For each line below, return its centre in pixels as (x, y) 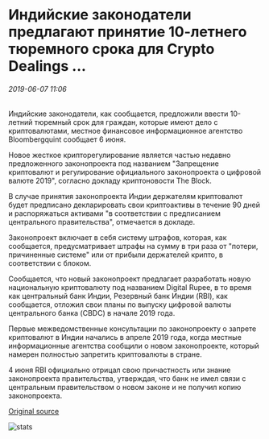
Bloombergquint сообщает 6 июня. (67, 139)
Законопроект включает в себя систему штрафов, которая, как (118, 238)
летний (21, 122)
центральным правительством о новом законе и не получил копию (125, 387)
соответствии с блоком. (50, 263)
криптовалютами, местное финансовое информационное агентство (126, 131)
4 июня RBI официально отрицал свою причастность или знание (120, 370)
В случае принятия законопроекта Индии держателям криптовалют (126, 197)
